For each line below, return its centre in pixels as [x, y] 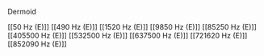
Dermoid [22, 12]
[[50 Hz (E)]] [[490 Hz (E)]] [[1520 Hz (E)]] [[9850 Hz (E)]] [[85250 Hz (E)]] [132, 27]
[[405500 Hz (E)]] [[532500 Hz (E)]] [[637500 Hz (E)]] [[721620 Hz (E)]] [128, 36]
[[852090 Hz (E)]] [37, 44]
